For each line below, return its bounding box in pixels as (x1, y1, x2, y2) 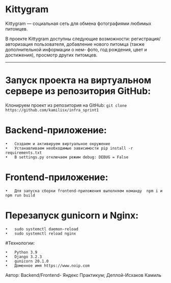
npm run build (5, 192, 36, 198)
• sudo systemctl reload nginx (5, 231, 76, 236)
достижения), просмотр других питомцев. (5, 52, 98, 58)
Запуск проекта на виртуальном (5, 75, 152, 86)
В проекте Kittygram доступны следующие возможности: (5, 36, 130, 42)
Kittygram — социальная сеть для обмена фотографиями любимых (5, 20, 152, 26)
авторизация (5, 41, 33, 47)
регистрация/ (131, 36, 161, 42)
